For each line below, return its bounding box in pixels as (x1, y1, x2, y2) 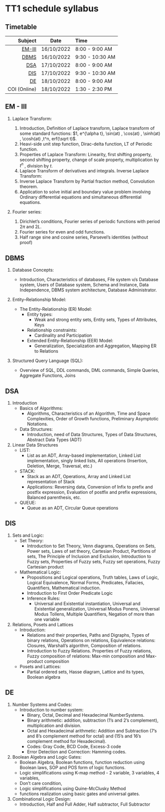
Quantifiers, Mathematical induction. (27, 585, 101, 591)
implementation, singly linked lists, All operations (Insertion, (27, 458, 148, 464)
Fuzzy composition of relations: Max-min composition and (27, 653, 145, 659)
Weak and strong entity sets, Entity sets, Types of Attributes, (34, 317, 158, 323)
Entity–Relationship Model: (12, 297, 66, 303)
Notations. (27, 421, 48, 427)
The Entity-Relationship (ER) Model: (19, 306, 92, 312)
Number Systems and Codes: (12, 701, 72, 707)
